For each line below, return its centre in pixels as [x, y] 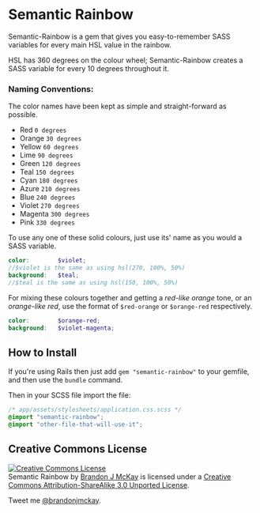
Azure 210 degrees [50, 189]
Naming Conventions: [51, 89]
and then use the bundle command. [66, 380]
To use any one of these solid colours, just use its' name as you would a [125, 238]
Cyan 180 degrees [49, 180]
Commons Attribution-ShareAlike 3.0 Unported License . [99, 485]
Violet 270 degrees [50, 206]
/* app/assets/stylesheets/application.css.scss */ [95, 410]
